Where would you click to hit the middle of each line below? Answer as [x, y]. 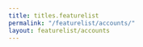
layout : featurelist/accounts [59, 30]
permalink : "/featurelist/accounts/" [72, 23]
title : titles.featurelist [54, 16]
